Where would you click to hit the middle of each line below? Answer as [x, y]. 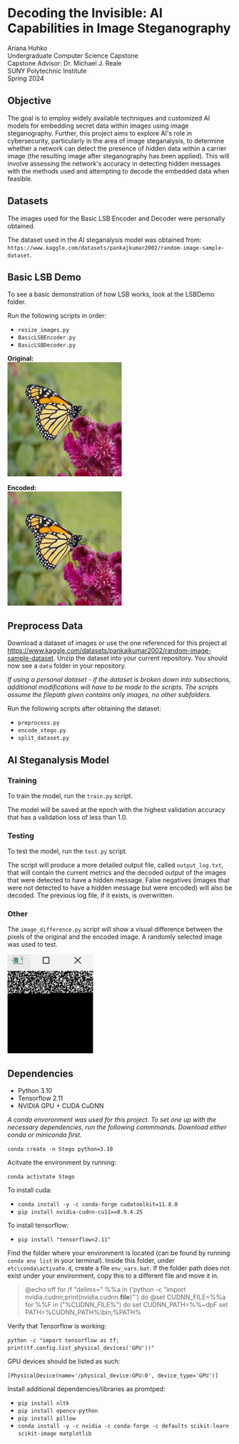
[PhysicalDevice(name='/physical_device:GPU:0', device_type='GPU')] [113, 1376]
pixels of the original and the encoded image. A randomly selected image [115, 937]
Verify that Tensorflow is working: [57, 1326]
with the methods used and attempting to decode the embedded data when [118, 171]
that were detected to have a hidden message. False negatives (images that [118, 880]
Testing [21, 835]
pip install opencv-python [58, 1411]
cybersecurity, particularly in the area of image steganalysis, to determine [116, 141]
